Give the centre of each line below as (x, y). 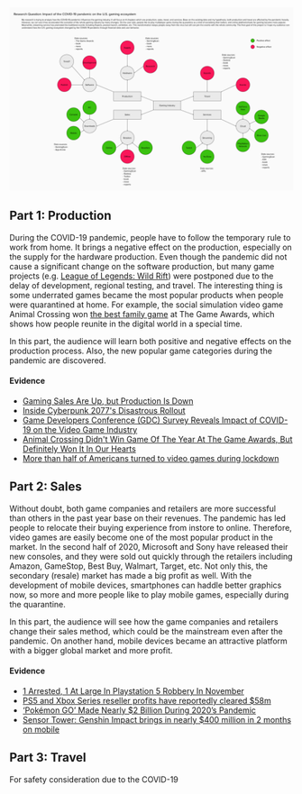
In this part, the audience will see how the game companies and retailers (144, 621)
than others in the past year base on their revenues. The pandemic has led (148, 518)
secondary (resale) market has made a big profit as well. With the (131, 575)
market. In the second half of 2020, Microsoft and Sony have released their (149, 546)
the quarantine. (37, 604)
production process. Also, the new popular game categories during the (141, 351)
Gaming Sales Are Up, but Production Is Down (108, 401)
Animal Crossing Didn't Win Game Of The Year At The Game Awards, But (157, 439)
